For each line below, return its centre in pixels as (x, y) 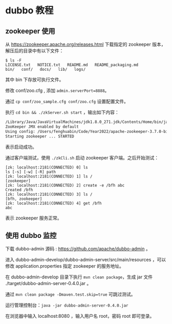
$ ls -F (14, 60)
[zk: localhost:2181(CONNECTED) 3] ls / (49, 194)
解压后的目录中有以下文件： (35, 51)
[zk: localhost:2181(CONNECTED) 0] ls (47, 167)
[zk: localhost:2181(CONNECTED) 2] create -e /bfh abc (65, 185)
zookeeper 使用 (30, 31)
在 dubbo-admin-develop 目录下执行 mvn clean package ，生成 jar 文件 (79, 277)
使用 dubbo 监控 (31, 236)
